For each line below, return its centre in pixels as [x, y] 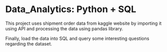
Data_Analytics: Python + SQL [71, 9]
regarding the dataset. [29, 43]
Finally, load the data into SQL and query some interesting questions [77, 38]
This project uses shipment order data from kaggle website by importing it [83, 23]
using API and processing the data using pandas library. [64, 28]
